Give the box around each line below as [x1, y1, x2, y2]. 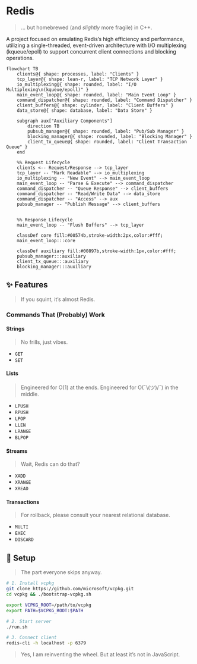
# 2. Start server [6, 618, 52, 624]
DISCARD [14, 537, 34, 543]
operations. [6, 54, 34, 61]
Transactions [6, 498, 40, 505]
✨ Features [6, 280, 48, 290]
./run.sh [6, 624, 28, 630]
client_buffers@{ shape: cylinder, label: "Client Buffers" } [17, 102, 174, 108]
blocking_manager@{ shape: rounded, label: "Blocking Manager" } [27, 133, 193, 139]
